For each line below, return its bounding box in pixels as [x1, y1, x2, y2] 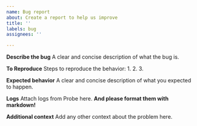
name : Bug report [6, 8, 50, 15]
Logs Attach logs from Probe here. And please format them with [6, 95, 169, 102]
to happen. [6, 83, 33, 91]
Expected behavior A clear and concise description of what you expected [6, 77, 192, 84]
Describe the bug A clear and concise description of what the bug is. [6, 53, 179, 61]
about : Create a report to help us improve [6, 15, 118, 21]
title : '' [6, 20, 32, 26]
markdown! [6, 101, 36, 109]
